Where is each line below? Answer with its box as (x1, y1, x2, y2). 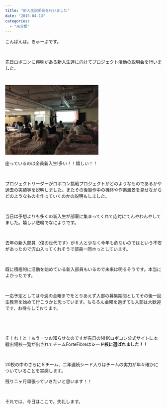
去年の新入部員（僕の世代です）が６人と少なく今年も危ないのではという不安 (5, 240, 162, 246)
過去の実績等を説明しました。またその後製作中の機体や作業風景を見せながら (5, 187, 162, 193)
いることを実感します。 (18, 368, 66, 374)
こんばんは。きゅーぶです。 (5, 39, 62, 45)
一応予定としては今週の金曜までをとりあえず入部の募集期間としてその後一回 (5, 293, 162, 299)
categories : (5, 18, 30, 23)
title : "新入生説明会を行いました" (5, 8, 70, 13)
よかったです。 (5, 273, 36, 278)
